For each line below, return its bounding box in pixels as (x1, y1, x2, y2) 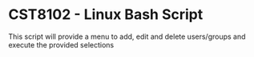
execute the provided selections (8, 40, 115, 49)
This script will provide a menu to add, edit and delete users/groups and (8, 32, 246, 41)
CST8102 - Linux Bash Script (8, 6, 204, 24)
